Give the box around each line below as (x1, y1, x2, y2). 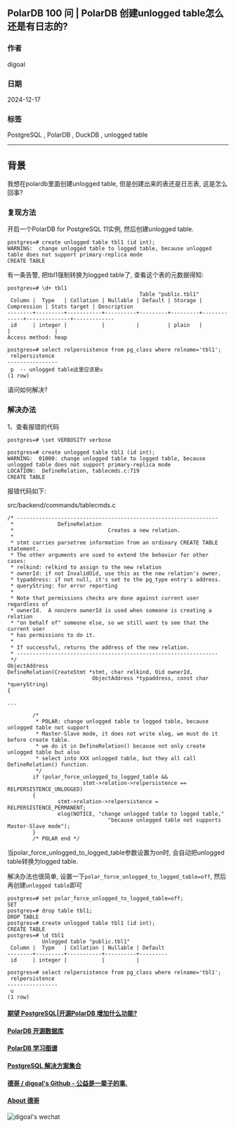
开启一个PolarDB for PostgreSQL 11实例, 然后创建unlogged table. (7, 225, 195, 233)
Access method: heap (7, 334, 68, 341)
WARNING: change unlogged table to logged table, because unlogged (7, 245, 212, 252)
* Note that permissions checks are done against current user (10, 595, 199, 602)
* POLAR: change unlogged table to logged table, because (35, 718, 209, 725)
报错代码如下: (7, 486, 47, 495)
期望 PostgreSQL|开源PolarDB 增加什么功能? (7, 1009, 138, 1017)
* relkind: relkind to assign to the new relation (10, 564, 162, 571)
